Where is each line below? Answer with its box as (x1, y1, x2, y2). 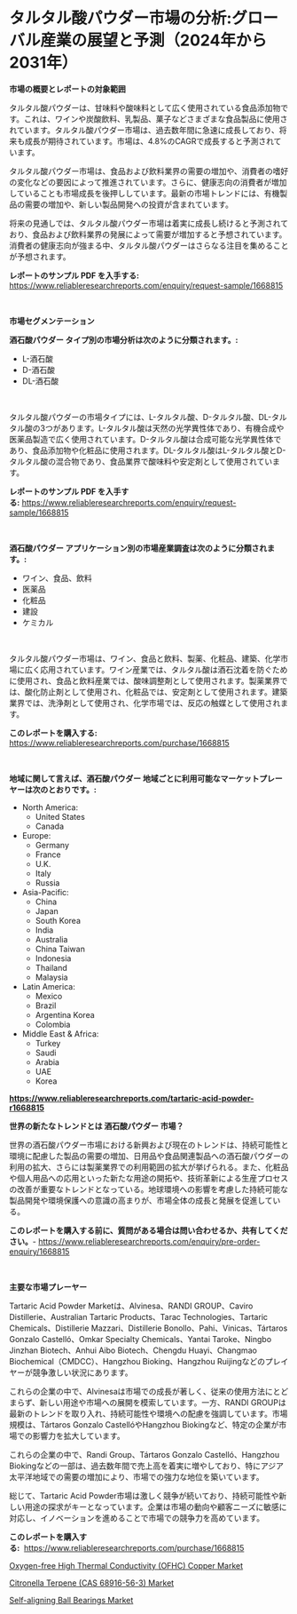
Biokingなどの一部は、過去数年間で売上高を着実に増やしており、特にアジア (9, 1460, 284, 1471)
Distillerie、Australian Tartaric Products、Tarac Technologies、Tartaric (9, 1311, 269, 1322)
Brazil (35, 1000, 57, 1011)
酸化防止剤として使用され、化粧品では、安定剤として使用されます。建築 (24, 686, 288, 697)
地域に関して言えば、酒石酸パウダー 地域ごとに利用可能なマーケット (9, 773, 260, 783)
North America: (21, 801, 78, 813)
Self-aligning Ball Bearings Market (9, 1594, 134, 1605)
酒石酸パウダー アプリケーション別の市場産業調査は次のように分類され (9, 543, 268, 553)
